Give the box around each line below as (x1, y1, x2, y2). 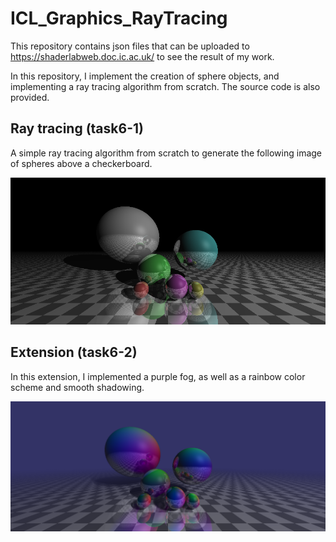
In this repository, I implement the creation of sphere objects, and (10, 70, 280, 82)
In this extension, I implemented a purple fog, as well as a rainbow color (10, 370, 306, 382)
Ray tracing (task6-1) (10, 120, 144, 137)
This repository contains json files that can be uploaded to (10, 40, 250, 52)
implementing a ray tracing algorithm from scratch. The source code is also (10, 80, 321, 92)
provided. (10, 91, 50, 103)
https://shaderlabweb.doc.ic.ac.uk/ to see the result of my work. (10, 50, 275, 62)
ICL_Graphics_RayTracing (10, 7, 228, 30)
